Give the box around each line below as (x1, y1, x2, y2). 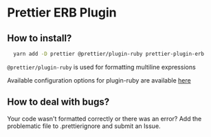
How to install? (7, 32, 72, 44)
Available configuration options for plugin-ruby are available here (7, 76, 191, 84)
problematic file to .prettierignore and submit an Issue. (7, 122, 161, 130)
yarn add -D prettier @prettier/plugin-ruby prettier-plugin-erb (13, 50, 205, 57)
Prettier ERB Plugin (7, 5, 117, 21)
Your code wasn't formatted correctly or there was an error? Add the (7, 114, 202, 123)
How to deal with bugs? (7, 96, 110, 108)
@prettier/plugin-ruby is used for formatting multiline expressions (7, 63, 196, 71)
